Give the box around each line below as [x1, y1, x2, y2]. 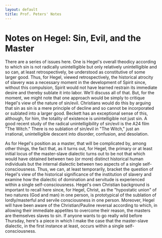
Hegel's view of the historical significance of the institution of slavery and [5, 171, 151, 177]
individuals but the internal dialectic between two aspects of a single [5, 161, 142, 167]
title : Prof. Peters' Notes [5, 12, 62, 17]
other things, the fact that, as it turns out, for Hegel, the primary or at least [5, 146, 153, 152]
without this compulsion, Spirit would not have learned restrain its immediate [5, 85, 158, 90]
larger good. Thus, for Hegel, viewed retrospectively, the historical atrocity [5, 74, 153, 80]
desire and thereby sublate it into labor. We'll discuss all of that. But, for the [5, 90, 155, 96]
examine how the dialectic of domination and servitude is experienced [5, 177, 145, 183]
